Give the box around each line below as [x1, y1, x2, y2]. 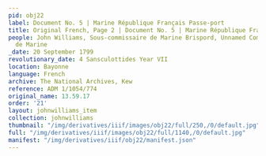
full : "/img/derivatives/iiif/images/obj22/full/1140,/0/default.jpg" [8, 128, 246, 136]
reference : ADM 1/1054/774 [8, 84, 97, 93]
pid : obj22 [8, 11, 44, 20]
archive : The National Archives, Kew [8, 77, 133, 85]
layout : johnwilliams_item [8, 107, 97, 115]
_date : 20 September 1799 [8, 48, 93, 56]
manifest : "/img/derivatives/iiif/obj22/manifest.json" [8, 136, 196, 144]
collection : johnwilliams [8, 114, 93, 122]
